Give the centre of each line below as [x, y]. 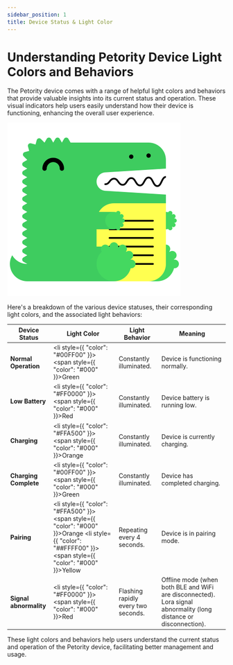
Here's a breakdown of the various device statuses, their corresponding [110, 307]
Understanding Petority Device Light [114, 57]
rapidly [129, 598]
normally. [175, 366]
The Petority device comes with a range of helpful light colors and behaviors [116, 91]
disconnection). [184, 624]
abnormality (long [187, 610]
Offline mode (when [190, 580]
